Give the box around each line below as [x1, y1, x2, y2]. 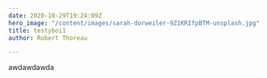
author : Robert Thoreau [8, 33, 88, 42]
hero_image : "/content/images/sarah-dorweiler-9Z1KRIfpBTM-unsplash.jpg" [8, 19, 261, 27]
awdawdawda [8, 63, 55, 72]
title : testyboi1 [8, 26, 67, 34]
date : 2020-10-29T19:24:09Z [8, 11, 103, 20]
